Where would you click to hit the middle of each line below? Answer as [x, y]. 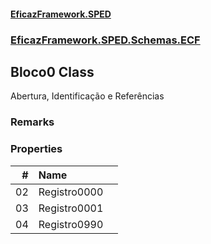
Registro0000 [71, 192]
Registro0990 [71, 224]
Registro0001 [71, 208]
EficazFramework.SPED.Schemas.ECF [105, 40]
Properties [36, 149]
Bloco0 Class [52, 71]
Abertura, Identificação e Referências [87, 96]
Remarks [32, 122]
